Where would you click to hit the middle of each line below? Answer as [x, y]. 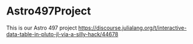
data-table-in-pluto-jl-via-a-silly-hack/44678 [62, 34]
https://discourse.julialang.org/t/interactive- [132, 28]
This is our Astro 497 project [42, 28]
